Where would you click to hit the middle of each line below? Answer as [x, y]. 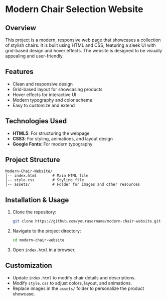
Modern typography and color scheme [52, 100]
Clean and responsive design [43, 84]
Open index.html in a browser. [44, 250]
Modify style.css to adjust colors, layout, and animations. [72, 283]
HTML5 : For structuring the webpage [51, 133]
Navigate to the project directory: [47, 231]
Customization [29, 266]
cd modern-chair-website [38, 240]
